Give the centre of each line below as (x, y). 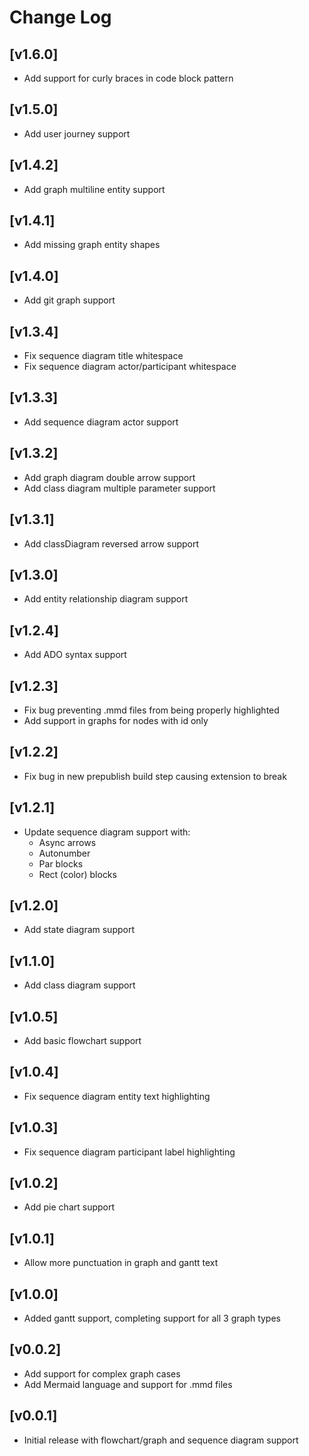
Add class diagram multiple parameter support (119, 488)
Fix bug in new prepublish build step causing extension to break (155, 776)
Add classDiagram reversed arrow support (111, 543)
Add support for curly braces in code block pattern (128, 78)
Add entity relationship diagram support (106, 599)
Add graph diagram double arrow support (109, 477)
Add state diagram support (79, 930)
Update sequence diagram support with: (107, 832)
